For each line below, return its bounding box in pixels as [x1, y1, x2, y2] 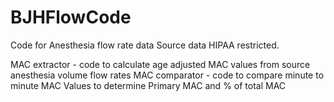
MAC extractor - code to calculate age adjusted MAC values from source [10, 58, 311, 70]
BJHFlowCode [10, 6, 132, 29]
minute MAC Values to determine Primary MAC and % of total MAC [10, 79, 287, 91]
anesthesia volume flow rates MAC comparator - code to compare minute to [10, 69, 325, 81]
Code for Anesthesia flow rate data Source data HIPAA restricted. [10, 39, 280, 51]
